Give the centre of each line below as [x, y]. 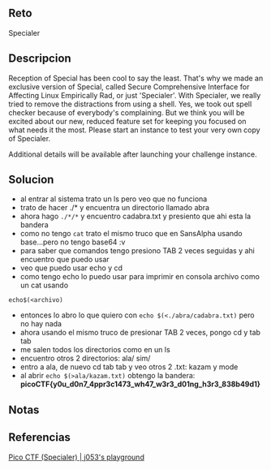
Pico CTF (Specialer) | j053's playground [76, 457]
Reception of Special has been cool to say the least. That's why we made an [136, 78]
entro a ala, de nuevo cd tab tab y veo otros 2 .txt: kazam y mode [129, 367]
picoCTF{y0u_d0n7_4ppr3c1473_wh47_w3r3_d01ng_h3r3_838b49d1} [140, 384]
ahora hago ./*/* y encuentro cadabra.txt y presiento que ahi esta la [135, 216]
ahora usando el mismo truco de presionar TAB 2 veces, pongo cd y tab [140, 333]
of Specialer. [30, 138]
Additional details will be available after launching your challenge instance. [133, 154]
